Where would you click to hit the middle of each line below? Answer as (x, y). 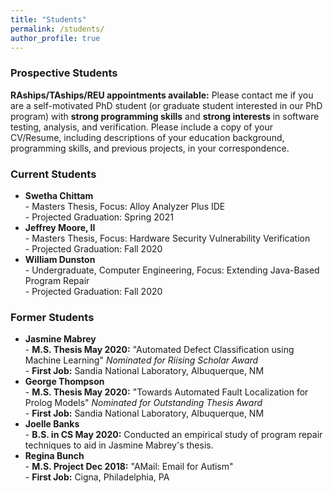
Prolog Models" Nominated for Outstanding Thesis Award (143, 403)
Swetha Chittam (59, 195)
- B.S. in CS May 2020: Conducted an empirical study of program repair (173, 435)
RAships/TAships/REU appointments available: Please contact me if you (162, 95)
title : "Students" (48, 19)
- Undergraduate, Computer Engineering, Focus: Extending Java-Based (172, 270)
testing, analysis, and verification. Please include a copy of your (141, 127)
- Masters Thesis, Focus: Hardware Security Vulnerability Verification (167, 238)
